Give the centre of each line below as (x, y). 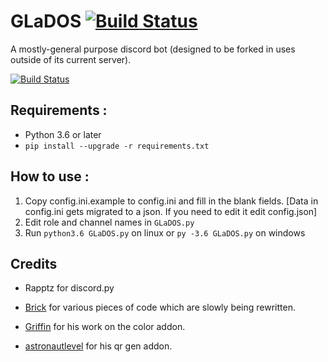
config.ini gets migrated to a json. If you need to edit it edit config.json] (171, 211)
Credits (34, 263)
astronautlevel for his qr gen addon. (98, 346)
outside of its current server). (71, 59)
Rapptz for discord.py (69, 288)
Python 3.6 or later (63, 134)
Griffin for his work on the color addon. (105, 327)
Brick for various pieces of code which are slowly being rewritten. (160, 307)
